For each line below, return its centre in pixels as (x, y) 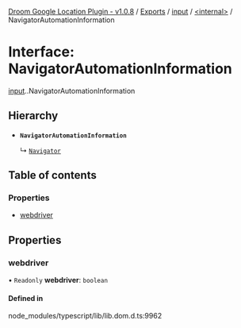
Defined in (26, 298)
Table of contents (52, 175)
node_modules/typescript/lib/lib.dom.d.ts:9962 (85, 316)
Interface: (42, 52)
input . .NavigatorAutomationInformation (72, 91)
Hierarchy (33, 116)
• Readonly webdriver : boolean (58, 280)
